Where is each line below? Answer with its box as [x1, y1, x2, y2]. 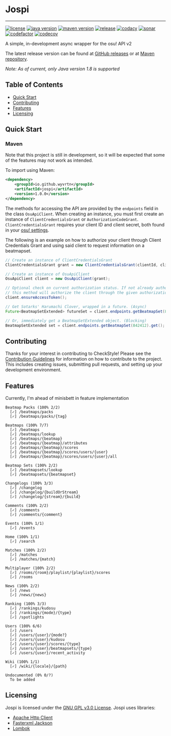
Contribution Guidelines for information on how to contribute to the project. [5, 356, 163, 362]
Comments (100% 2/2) [5, 503, 49, 509]
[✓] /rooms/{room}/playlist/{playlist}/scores [10, 570, 110, 575]
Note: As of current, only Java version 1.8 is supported [5, 65, 120, 72]
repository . [5, 56, 28, 62]
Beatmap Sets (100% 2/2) [5, 463, 58, 468]
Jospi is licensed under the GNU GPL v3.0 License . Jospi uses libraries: [5, 704, 156, 710]
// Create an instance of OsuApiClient [5, 271, 90, 276]
